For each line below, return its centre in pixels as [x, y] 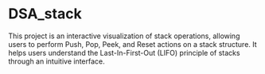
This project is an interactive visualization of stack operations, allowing [124, 36]
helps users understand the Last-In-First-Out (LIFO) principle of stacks [124, 53]
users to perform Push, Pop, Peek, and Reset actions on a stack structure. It [132, 44]
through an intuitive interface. [57, 61]
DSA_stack [45, 14]
